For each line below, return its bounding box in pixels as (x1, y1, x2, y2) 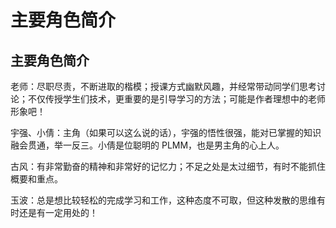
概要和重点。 (10, 173, 63, 185)
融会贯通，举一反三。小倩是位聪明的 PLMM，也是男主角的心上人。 (10, 139, 285, 151)
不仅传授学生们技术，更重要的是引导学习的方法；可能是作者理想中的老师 (27, 93, 326, 105)
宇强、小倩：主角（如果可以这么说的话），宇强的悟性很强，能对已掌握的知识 (10, 127, 322, 138)
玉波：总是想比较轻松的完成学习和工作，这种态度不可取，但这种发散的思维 (10, 194, 317, 206)
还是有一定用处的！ (18, 207, 98, 218)
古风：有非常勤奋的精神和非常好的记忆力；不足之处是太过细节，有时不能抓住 (10, 161, 326, 172)
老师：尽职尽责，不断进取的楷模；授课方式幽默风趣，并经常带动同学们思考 (10, 81, 317, 92)
